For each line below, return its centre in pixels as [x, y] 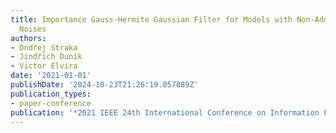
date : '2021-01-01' [51, 76]
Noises [33, 29]
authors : [28, 38]
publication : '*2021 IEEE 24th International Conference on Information [165, 112]
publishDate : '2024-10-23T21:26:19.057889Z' [104, 85]
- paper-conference [51, 103]
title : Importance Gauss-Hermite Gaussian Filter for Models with [151, 19]
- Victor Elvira [44, 66]
